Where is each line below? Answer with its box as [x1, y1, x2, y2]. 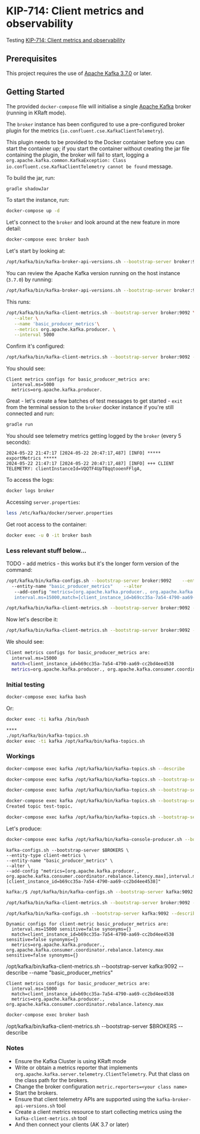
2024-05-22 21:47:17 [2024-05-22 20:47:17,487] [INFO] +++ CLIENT [6, 460, 174, 467]
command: [6, 566, 33, 573]
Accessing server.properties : [6, 499, 80, 506]
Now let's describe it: [6, 616, 58, 623]
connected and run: [6, 410, 55, 418]
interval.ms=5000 [11, 382, 55, 388]
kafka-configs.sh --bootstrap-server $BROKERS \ [6, 847, 129, 853]
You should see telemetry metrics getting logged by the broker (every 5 [6, 432, 182, 440]
